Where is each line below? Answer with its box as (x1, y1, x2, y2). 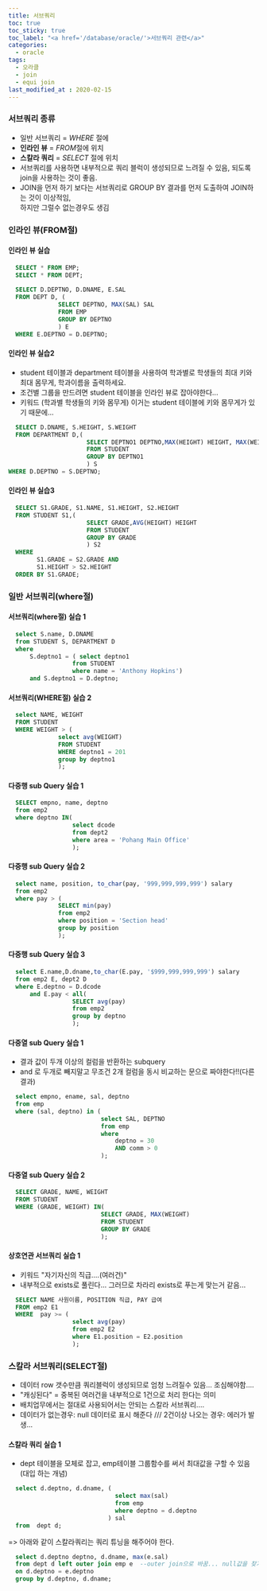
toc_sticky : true (8, 26, 66, 34)
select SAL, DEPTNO (100, 1114, 165, 1122)
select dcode (72, 821, 115, 830)
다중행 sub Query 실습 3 (8, 950, 86, 959)
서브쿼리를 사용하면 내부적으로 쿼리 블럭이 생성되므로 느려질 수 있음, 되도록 (19, 162, 252, 172)
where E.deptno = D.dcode (15, 982, 102, 990)
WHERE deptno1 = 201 (58, 748, 126, 756)
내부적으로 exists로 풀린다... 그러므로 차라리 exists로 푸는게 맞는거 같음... (19, 1280, 246, 1290)
